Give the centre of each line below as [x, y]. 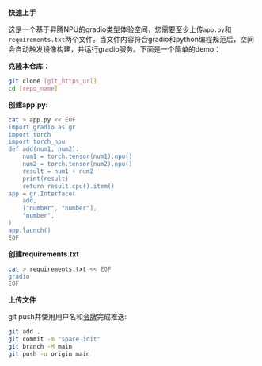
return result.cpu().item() [68, 186]
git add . [25, 332]
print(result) [46, 179]
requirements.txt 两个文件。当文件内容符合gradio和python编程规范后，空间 [131, 39]
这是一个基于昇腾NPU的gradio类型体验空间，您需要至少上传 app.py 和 [120, 29]
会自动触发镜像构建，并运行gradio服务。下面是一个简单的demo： [115, 49]
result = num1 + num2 [58, 171]
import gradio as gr [42, 127]
